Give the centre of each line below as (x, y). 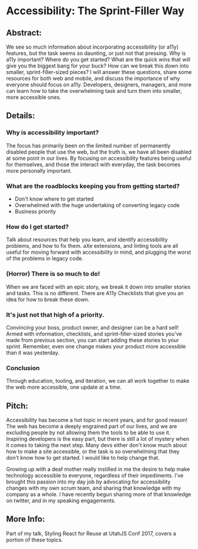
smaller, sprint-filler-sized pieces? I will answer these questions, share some (99, 72)
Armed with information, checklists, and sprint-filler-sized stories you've (94, 334)
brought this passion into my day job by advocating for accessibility (88, 482)
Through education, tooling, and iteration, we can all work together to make (98, 381)
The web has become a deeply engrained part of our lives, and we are (92, 426)
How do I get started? (38, 227)
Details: (21, 116)
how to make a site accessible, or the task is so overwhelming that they (93, 451)
